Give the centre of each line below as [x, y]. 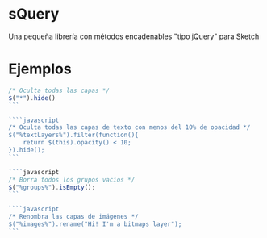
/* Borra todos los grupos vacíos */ [72, 180]
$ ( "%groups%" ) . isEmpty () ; [52, 187]
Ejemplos [40, 69]
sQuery [34, 14]
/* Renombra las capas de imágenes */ [73, 217]
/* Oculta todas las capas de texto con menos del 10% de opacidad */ [129, 127]
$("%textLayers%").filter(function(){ [73, 135]
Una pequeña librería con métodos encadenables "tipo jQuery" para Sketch [134, 36]
